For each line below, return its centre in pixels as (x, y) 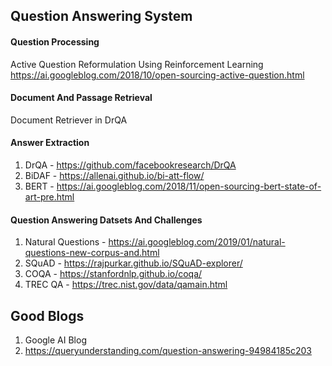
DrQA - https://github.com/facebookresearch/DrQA (130, 165)
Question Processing (55, 41)
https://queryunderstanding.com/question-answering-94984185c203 (168, 351)
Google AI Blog (55, 340)
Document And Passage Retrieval (81, 98)
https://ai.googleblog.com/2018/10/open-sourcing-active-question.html (157, 75)
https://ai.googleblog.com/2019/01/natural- (197, 242)
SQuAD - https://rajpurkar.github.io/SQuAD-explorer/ (133, 263)
